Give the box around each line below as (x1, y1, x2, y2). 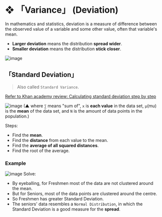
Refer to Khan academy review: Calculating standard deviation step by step (5, 93, 156, 99)
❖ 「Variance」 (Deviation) (5, 4, 119, 16)
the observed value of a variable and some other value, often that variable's (5, 26, 158, 32)
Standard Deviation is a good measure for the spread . (12, 206, 121, 212)
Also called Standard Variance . (17, 84, 79, 90)
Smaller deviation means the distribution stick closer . (12, 46, 121, 52)
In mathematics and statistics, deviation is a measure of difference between (5, 20, 157, 27)
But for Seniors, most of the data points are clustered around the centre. (12, 191, 158, 197)
